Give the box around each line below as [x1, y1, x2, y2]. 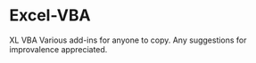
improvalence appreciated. [9, 43, 108, 54]
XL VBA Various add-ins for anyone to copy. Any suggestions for [9, 35, 247, 45]
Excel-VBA [9, 5, 91, 26]
